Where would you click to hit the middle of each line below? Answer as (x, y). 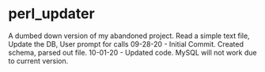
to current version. (38, 61)
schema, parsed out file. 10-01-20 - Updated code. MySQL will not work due (132, 52)
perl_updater (51, 14)
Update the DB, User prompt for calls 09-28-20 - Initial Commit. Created (126, 44)
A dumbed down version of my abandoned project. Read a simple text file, (129, 36)
